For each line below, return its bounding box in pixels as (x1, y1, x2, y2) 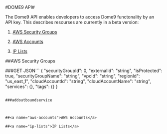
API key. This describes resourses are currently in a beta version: (5, 19, 139, 25)
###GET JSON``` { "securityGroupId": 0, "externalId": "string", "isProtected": (5, 67, 163, 73)
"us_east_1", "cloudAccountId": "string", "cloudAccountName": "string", (5, 78, 151, 84)
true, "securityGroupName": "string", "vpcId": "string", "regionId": (5, 73, 140, 79)
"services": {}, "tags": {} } (5, 83, 58, 89)
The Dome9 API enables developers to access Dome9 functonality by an (5, 14, 155, 19)
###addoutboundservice (5, 97, 52, 102)
